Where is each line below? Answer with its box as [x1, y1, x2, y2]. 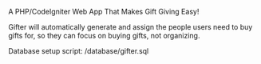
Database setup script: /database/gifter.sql [8, 46, 149, 55]
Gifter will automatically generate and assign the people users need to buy [8, 22, 253, 31]
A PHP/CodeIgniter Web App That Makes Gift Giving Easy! [8, 7, 200, 16]
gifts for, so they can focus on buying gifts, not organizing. [8, 31, 200, 40]
